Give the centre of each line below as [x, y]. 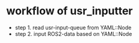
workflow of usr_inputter [69, 11]
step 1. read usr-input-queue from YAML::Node [73, 27]
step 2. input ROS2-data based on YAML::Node [73, 33]
